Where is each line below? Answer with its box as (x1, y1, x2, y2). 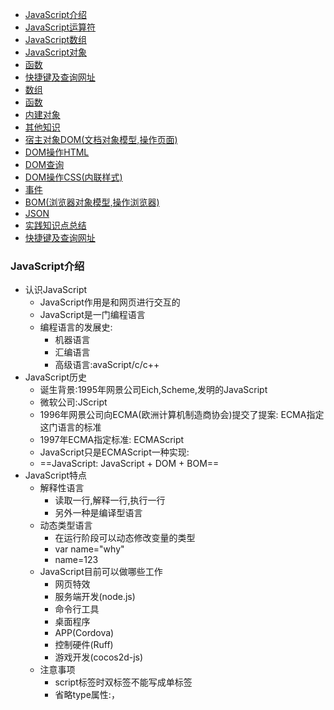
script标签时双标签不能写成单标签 (54, 676, 193, 688)
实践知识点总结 (24, 219, 87, 231)
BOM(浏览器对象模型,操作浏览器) (24, 196, 160, 208)
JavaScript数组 (24, 34, 88, 45)
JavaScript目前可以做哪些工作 (39, 566, 163, 578)
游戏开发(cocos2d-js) (54, 651, 144, 663)
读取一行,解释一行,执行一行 (54, 494, 166, 507)
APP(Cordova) (54, 627, 115, 639)
